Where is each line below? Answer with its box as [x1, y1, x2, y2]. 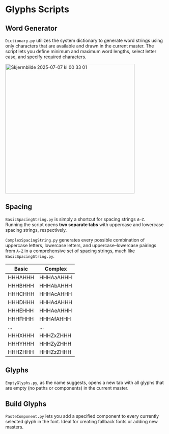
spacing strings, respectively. [5, 227, 67, 233]
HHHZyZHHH [39, 340, 72, 347]
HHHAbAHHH [39, 282, 72, 289]
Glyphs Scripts [5, 4, 70, 15]
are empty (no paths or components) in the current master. [5, 384, 129, 391]
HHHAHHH [8, 274, 35, 281]
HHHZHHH [8, 348, 34, 355]
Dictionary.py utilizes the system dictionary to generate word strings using [5, 37, 163, 43]
